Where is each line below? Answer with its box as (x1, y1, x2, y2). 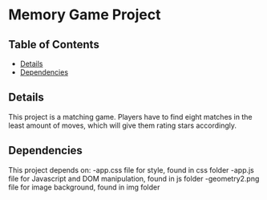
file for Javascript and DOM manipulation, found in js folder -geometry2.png (8, 173, 260, 183)
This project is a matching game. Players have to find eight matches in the (8, 112, 253, 121)
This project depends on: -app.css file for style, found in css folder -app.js (8, 165, 255, 174)
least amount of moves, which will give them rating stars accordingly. (8, 120, 237, 130)
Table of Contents (8, 38, 100, 51)
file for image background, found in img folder (8, 182, 160, 192)
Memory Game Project (8, 6, 161, 24)
